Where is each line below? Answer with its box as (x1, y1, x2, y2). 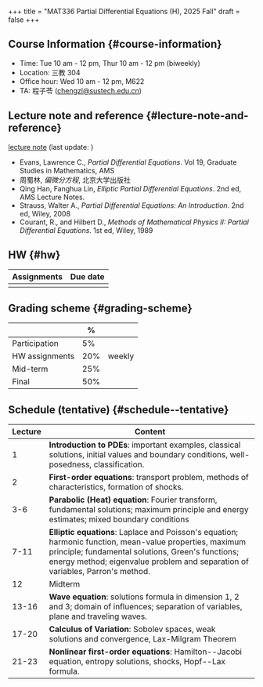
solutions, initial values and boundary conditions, (49, 449, 229, 460)
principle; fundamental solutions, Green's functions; (49, 547, 240, 558)
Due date (70, 271, 105, 282)
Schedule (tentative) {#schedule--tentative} (8, 403, 229, 416)
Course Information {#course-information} (8, 38, 222, 51)
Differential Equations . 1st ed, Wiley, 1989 (19, 225, 153, 234)
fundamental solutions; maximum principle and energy (49, 504, 249, 515)
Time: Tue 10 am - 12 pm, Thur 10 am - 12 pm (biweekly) (19, 58, 201, 67)
